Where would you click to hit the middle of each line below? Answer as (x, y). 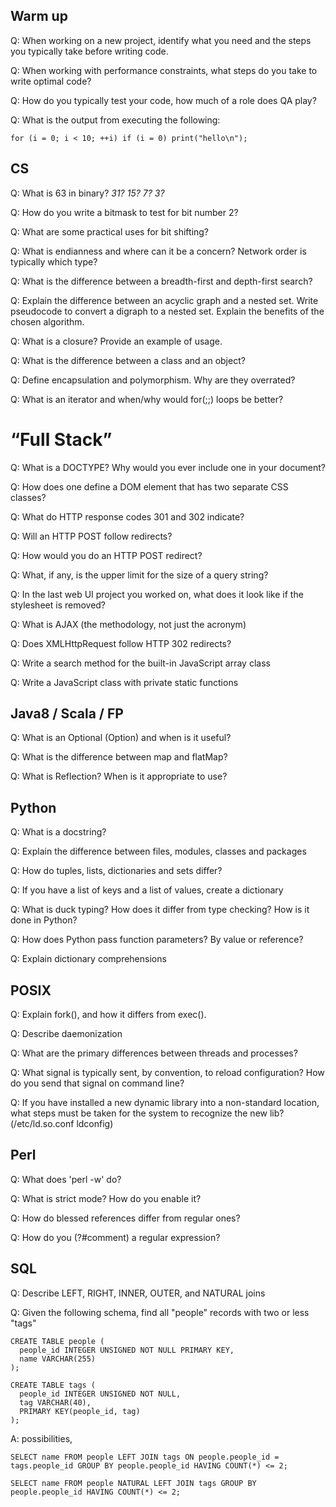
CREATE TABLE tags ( (53, 1385)
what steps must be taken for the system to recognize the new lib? (147, 1113)
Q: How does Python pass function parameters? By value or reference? (157, 940)
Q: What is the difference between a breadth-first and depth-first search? (161, 281)
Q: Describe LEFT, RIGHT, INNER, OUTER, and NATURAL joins (138, 1293)
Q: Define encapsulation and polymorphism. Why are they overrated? (153, 380)
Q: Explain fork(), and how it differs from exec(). (108, 1014)
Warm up (39, 16)
